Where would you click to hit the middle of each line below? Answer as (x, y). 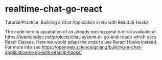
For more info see (23, 47)
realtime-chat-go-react (54, 9)
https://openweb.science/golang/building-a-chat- (92, 47)
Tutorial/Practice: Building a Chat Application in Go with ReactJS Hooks (77, 22)
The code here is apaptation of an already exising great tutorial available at (81, 31)
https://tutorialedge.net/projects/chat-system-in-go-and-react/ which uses (81, 37)
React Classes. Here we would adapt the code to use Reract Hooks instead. (81, 42)
